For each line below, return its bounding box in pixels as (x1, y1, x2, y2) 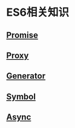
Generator (6, 71, 46, 82)
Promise (6, 30, 38, 40)
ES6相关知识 (6, 5, 70, 19)
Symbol (6, 91, 36, 101)
